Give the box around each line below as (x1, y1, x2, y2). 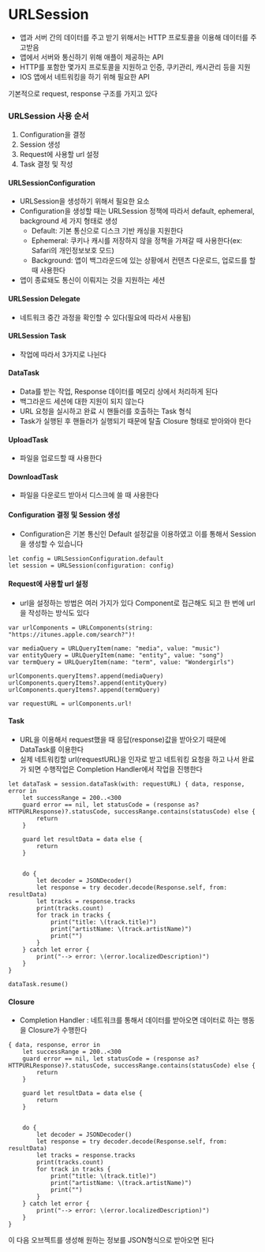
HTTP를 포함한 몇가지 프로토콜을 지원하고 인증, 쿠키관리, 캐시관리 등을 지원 (19, 62, 251, 72)
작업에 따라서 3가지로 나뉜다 (19, 349, 106, 359)
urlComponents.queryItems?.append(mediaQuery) (8, 672, 164, 680)
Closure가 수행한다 (28, 1026, 88, 1035)
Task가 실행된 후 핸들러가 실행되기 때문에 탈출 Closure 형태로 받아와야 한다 (19, 417, 252, 426)
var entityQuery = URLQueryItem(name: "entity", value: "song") (8, 651, 224, 660)
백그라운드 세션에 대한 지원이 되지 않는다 (19, 397, 144, 406)
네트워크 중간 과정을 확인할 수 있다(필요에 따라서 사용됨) (19, 312, 192, 322)
